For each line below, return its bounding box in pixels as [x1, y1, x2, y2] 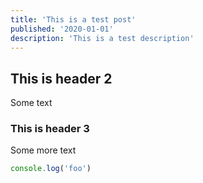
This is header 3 [10, 122, 90, 136]
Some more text [10, 144, 77, 156]
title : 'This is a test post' [10, 14, 137, 25]
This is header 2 [10, 70, 113, 87]
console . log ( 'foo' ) [10, 164, 92, 174]
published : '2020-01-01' [10, 24, 114, 34]
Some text [10, 97, 53, 109]
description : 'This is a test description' [10, 33, 195, 43]
